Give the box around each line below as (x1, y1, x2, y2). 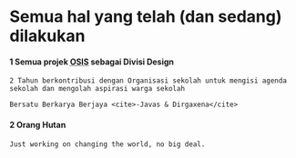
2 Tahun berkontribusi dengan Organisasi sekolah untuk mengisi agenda (9, 76, 287, 85)
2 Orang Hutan (9, 119, 66, 130)
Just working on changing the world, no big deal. (9, 139, 206, 149)
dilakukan (9, 25, 86, 46)
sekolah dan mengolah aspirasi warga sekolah (9, 84, 185, 94)
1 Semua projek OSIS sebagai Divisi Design (9, 56, 175, 67)
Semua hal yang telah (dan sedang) (9, 6, 282, 27)
